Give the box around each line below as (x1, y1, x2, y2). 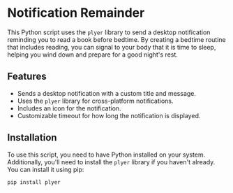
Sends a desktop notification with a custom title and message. (17, 89, 197, 97)
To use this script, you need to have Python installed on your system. (7, 150, 206, 159)
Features (7, 71, 47, 83)
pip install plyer (7, 178, 61, 186)
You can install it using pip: (7, 165, 84, 173)
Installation (7, 131, 57, 144)
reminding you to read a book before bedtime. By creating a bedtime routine (7, 35, 226, 43)
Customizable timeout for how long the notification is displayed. (17, 111, 201, 120)
